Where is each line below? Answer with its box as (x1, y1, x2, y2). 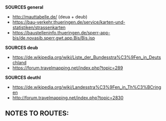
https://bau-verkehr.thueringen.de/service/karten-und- (12, 19, 126, 25)
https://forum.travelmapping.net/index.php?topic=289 (12, 65, 123, 71)
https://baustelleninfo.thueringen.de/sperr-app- (12, 30, 110, 35)
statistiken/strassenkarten (12, 24, 66, 30)
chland (12, 60, 27, 65)
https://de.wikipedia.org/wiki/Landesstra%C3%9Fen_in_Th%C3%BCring (12, 84, 162, 90)
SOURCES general (5, 4, 44, 10)
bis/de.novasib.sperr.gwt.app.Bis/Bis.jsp (12, 35, 95, 41)
